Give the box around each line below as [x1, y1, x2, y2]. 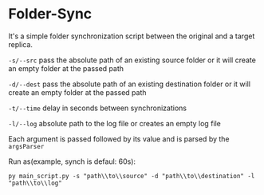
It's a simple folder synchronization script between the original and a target [8, 31, 255, 41]
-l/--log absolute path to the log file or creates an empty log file [8, 118, 222, 128]
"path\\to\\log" [8, 179, 62, 187]
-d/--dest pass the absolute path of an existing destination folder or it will [8, 79, 251, 89]
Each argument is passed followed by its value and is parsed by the [8, 133, 230, 144]
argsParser [8, 142, 45, 150]
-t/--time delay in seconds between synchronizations [8, 103, 187, 113]
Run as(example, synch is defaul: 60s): [8, 157, 136, 166]
